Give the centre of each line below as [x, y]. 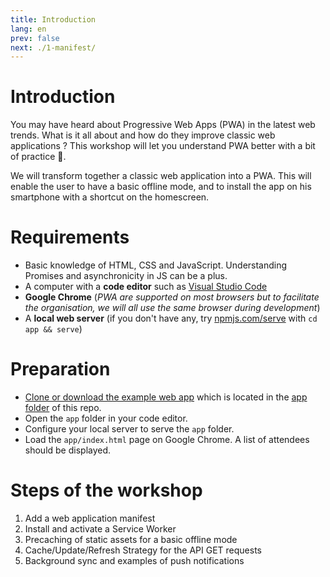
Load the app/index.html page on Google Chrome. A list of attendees [167, 440]
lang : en [28, 29]
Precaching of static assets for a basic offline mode [131, 539]
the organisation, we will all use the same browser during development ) [172, 308]
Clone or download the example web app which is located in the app [166, 397]
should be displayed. [68, 450]
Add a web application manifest [90, 518]
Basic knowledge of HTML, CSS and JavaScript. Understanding [156, 265]
